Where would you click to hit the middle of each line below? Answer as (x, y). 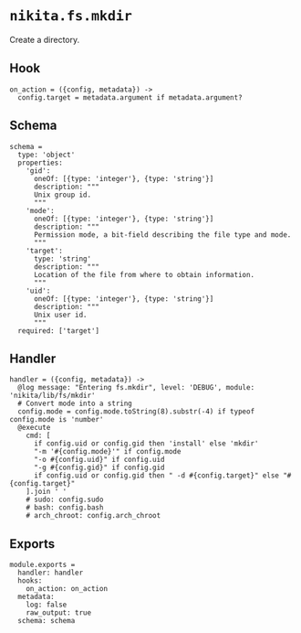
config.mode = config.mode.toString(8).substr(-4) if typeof (136, 412)
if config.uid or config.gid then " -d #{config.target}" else (156, 476)
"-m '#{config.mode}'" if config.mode (107, 452)
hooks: (30, 581)
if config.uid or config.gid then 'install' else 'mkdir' (146, 444)
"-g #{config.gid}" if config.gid (99, 468)
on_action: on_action (67, 589)
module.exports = (42, 565)
